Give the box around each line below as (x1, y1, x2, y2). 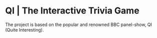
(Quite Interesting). (5, 26, 44, 32)
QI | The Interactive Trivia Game (5, 5, 139, 16)
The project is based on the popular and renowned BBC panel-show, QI (5, 21, 152, 27)
